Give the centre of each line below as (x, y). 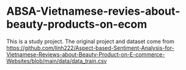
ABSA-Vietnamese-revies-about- (93, 11)
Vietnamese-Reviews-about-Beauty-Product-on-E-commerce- (86, 54)
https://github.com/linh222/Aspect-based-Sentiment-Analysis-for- (90, 48)
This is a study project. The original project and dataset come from (90, 41)
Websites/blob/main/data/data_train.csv (57, 61)
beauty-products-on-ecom (77, 24)
